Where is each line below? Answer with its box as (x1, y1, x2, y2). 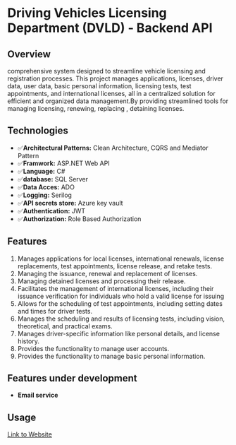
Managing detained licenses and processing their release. (17, 277, 186, 285)
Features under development (7, 372, 137, 384)
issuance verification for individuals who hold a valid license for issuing (17, 292, 225, 300)
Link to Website (7, 430, 53, 439)
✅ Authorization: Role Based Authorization (17, 214, 142, 223)
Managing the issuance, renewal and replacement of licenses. (17, 269, 198, 278)
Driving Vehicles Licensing (7, 5, 167, 21)
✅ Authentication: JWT (17, 206, 86, 215)
